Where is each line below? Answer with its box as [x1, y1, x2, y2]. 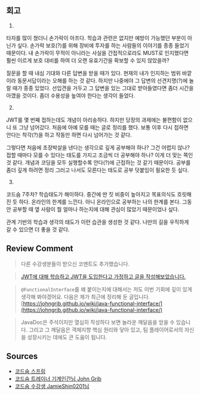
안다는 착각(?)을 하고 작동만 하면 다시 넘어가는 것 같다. [6, 131, 133, 138]
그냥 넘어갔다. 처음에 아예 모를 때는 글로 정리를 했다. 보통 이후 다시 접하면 [19, 123, 189, 130]
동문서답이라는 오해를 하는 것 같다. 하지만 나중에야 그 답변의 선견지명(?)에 [17, 77, 188, 84]
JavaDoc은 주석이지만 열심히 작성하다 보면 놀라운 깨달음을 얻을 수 [20, 318, 175, 326]
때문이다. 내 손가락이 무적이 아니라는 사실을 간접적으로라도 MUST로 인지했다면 [6, 49, 189, 56]
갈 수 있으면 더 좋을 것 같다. [6, 226, 70, 233]
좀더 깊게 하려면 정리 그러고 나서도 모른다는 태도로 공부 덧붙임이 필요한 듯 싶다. [6, 166, 189, 174]
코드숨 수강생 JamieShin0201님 [14, 382, 90, 390]
